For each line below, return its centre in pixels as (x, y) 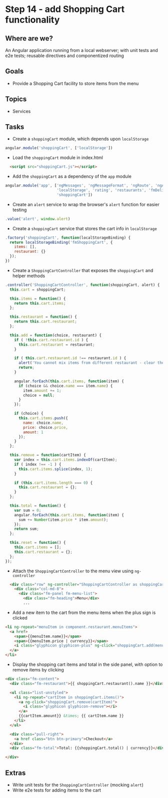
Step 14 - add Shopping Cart (65, 9)
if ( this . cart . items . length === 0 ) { (53, 483)
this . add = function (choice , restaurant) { (55, 335)
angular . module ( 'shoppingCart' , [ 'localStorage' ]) (59, 148)
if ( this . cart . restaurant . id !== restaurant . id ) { (70, 358)
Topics (16, 99)
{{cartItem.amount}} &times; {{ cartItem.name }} (71, 716)
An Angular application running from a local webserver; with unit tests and (82, 50)
